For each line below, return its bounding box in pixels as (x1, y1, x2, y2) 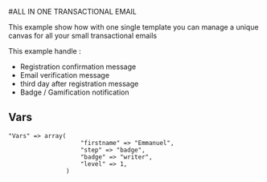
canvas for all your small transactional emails (8, 31, 158, 40)
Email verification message (19, 71, 110, 79)
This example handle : (8, 47, 82, 55)
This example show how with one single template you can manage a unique (8, 22, 259, 31)
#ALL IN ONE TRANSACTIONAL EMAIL (8, 7, 137, 16)
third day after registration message (19, 79, 139, 88)
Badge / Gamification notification (19, 87, 130, 97)
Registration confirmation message (19, 62, 137, 71)
